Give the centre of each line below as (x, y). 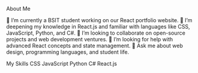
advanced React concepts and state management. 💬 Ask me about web (94, 45)
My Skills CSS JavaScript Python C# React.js (61, 63)
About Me (19, 9)
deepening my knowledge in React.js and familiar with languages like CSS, (98, 27)
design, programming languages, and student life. (68, 52)
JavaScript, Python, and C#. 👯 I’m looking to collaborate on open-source (96, 33)
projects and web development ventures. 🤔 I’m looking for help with (89, 39)
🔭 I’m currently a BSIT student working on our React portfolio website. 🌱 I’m (99, 20)
